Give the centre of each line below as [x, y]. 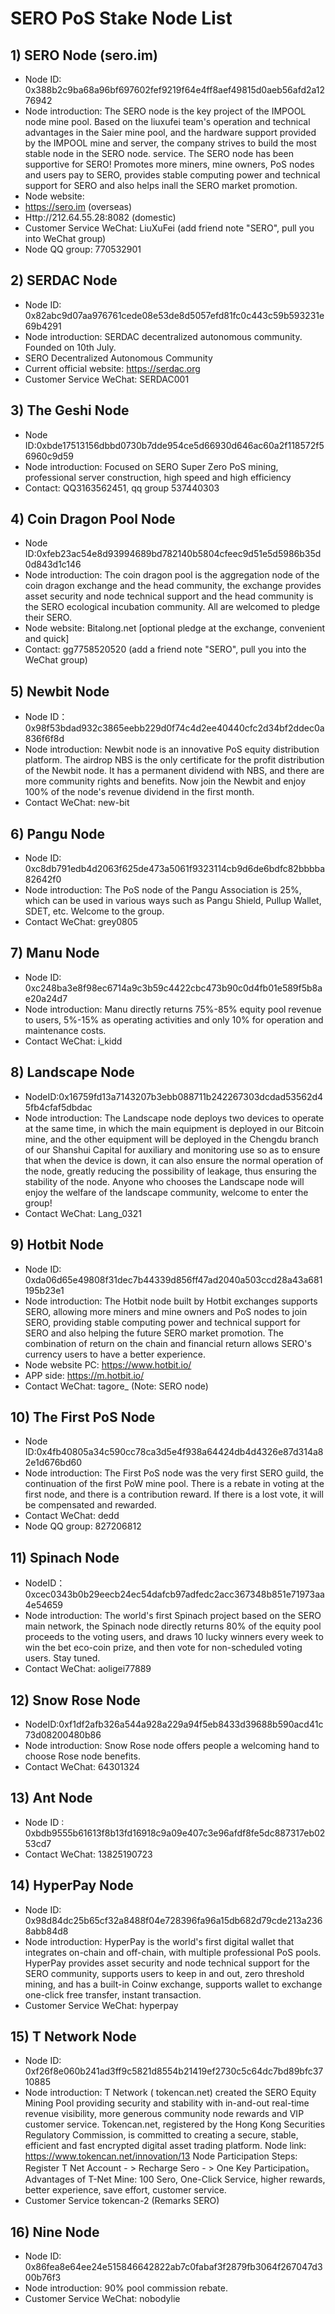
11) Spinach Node [65, 1557]
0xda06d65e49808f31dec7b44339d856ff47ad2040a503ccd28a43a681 [173, 1279]
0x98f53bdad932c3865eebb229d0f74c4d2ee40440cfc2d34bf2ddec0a [174, 728]
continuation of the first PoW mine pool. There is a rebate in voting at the [174, 1484]
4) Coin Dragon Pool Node [93, 519]
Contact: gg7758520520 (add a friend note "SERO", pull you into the [165, 649]
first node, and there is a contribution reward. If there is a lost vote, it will [174, 1494]
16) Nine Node [55, 2232]
